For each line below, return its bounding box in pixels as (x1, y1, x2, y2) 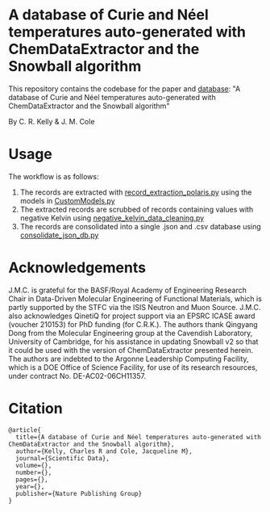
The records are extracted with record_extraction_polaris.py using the (19, 187, 252, 197)
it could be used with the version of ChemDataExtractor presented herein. (8, 345, 254, 355)
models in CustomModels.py (19, 195, 115, 205)
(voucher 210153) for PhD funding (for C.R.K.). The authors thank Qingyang (8, 319, 258, 329)
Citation (8, 400, 63, 418)
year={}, (15, 482, 45, 490)
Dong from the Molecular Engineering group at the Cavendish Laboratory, (8, 328, 253, 338)
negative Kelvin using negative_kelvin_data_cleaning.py (19, 212, 205, 223)
